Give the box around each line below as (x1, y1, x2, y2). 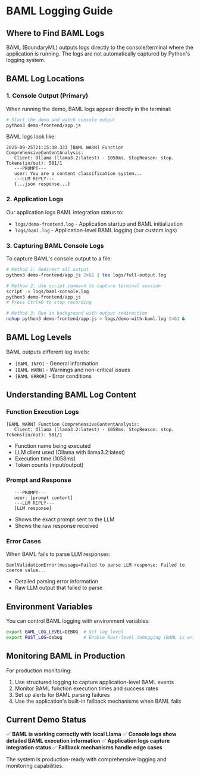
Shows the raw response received (14, 522, 99, 529)
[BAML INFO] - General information (14, 359, 99, 367)
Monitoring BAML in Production (6, 651, 126, 661)
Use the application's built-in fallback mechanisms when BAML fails (14, 697, 182, 705)
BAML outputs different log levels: (6, 348, 89, 355)
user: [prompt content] (14, 494, 73, 501)
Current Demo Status (6, 715, 86, 725)
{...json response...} (14, 181, 70, 187)
